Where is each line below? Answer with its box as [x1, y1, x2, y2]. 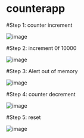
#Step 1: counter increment [6, 21, 73, 29]
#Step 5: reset [6, 114, 41, 121]
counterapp [6, 2, 66, 15]
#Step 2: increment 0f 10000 [6, 44, 77, 52]
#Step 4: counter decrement [6, 90, 76, 98]
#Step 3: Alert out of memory [6, 67, 78, 74]
